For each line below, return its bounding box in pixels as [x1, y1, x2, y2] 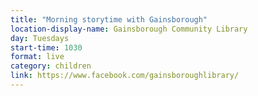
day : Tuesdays [10, 33, 70, 43]
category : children [10, 61, 92, 71]
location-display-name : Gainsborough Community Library [10, 24, 248, 34]
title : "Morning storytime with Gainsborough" [10, 14, 208, 25]
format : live [10, 52, 65, 62]
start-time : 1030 [10, 42, 83, 53]
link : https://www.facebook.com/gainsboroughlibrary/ [10, 71, 240, 81]
